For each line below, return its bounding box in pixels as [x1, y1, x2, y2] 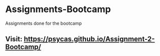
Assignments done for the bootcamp [5, 20, 82, 26]
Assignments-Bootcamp [5, 4, 111, 15]
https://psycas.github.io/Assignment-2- [23, 35, 155, 43]
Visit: [5, 35, 23, 43]
